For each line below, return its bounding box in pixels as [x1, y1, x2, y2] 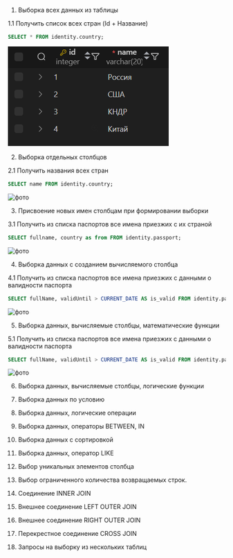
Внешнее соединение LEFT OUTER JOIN [17, 503, 137, 511]
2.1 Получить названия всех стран [8, 166, 109, 174]
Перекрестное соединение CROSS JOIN [17, 530, 138, 538]
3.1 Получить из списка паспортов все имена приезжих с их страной [8, 219, 212, 228]
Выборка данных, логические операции [17, 408, 137, 417]
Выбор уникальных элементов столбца [17, 462, 134, 471]
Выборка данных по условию [17, 395, 105, 404]
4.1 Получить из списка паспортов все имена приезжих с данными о [8, 273, 212, 282]
